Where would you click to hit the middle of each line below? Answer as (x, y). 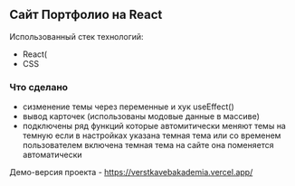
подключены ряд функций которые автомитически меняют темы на (154, 126)
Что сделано (39, 87)
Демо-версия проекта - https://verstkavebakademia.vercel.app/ (131, 172)
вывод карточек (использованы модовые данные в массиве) (141, 116)
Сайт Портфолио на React (86, 15)
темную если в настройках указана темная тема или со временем (152, 135)
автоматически (52, 155)
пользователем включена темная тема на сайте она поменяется (148, 145)
